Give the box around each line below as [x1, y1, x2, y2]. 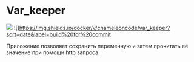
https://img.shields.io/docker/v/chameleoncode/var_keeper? [19, 24, 170, 31]
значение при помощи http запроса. [6, 49, 100, 56]
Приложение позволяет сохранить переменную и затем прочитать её [6, 42, 189, 49]
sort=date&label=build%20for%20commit [6, 31, 111, 38]
